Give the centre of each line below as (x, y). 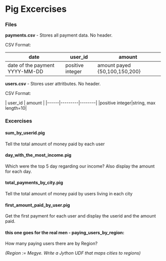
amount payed (114, 65)
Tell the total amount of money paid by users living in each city (69, 194)
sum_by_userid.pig (25, 133)
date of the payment (31, 65)
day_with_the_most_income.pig (38, 155)
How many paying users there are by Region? (51, 244)
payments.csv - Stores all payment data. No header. (59, 35)
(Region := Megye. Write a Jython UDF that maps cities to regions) (73, 253)
